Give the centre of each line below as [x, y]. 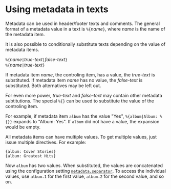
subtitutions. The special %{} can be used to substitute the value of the [80, 101]
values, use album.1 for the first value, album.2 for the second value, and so [85, 176]
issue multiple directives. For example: [46, 142]
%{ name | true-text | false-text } [36, 59]
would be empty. [23, 127]
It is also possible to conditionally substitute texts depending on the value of [85, 44]
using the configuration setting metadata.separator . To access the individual [86, 171]
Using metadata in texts [57, 9]
